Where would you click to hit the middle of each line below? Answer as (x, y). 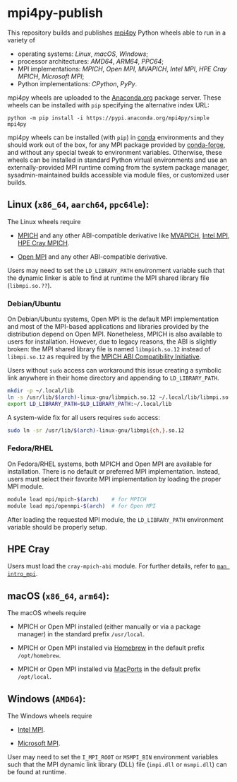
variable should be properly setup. (57, 527)
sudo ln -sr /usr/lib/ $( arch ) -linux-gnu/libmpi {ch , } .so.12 (96, 430)
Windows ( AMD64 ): (47, 699)
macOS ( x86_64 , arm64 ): (59, 596)
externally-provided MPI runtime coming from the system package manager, (118, 167)
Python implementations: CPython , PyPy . (77, 83)
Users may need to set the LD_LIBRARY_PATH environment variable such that (116, 270)
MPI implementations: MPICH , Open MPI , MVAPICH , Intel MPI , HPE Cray (122, 69)
